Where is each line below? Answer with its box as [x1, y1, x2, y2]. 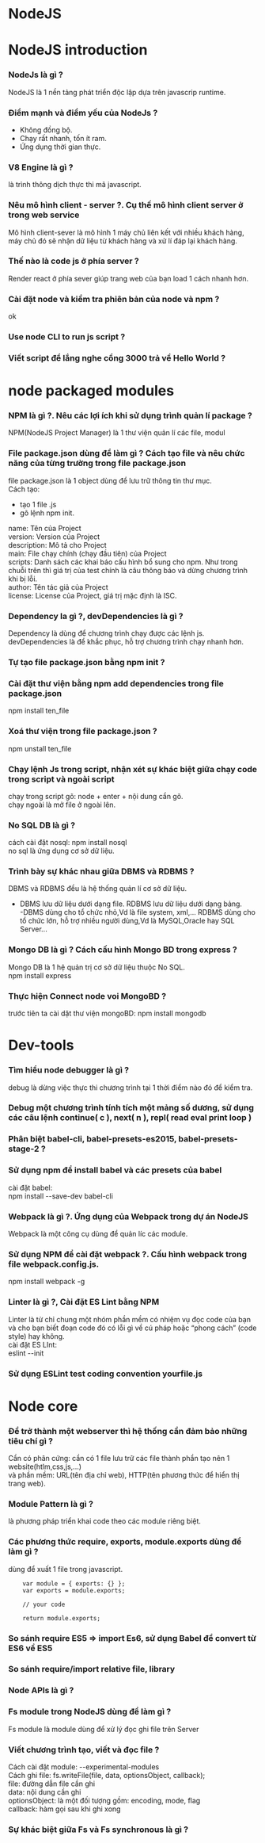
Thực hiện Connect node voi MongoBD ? [8, 990, 167, 1001]
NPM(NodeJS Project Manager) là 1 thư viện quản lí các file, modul [8, 428, 225, 438]
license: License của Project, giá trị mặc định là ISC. [8, 591, 177, 600]
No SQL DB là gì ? [8, 820, 76, 831]
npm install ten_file [8, 706, 70, 716]
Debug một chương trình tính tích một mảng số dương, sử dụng [8, 1103, 255, 1114]
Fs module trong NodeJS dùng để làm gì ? [8, 1706, 172, 1717]
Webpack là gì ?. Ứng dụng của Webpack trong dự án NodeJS [8, 1210, 249, 1222]
